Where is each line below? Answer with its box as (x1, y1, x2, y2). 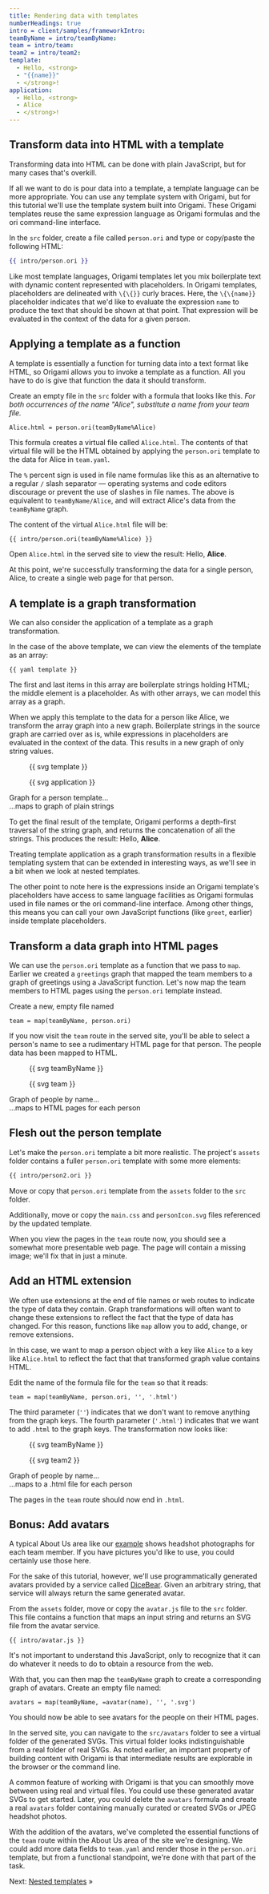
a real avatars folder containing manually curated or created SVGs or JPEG (9, 1803, 256, 1813)
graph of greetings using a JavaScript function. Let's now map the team (9, 977, 247, 987)
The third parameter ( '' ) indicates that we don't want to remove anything (9, 1406, 251, 1417)
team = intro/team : (9, 42, 74, 50)
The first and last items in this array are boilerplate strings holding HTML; (9, 680, 251, 689)
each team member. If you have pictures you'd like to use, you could (9, 1547, 235, 1557)
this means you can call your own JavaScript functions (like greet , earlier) (9, 908, 253, 917)
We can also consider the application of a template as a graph (9, 618, 214, 628)
